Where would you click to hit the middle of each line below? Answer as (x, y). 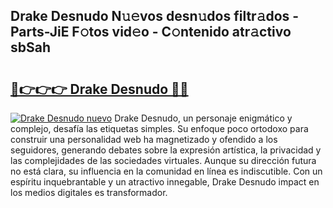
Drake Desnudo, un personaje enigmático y (203, 118)
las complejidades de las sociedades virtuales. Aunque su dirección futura (163, 160)
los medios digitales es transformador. (89, 192)
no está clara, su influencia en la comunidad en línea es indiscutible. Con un (166, 171)
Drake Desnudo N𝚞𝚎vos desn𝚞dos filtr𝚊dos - (155, 16)
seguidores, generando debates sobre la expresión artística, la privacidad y (166, 150)
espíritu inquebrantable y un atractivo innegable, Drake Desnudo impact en (165, 182)
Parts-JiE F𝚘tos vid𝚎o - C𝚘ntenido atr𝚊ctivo (151, 32)
